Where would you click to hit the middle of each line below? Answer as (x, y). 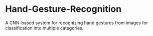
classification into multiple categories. (44, 28)
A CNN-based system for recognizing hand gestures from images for (76, 23)
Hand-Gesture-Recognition (63, 9)
